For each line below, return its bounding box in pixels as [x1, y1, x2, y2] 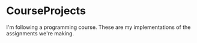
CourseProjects [6, 4, 86, 18]
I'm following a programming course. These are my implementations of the [6, 24, 191, 31]
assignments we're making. [6, 29, 74, 37]
